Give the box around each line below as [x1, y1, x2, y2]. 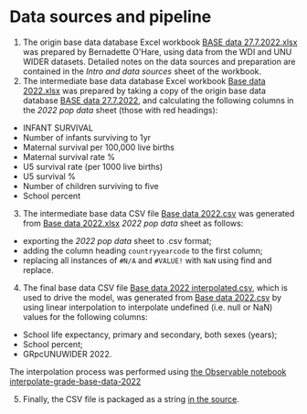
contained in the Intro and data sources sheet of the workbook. [22, 66, 262, 77]
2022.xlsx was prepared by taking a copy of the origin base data [22, 85, 267, 96]
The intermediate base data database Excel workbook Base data [22, 75, 267, 86]
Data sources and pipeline [9, 6, 212, 27]
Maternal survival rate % [22, 151, 116, 162]
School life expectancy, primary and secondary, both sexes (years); [22, 329, 278, 340]
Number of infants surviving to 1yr [22, 132, 152, 143]
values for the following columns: [22, 311, 148, 322]
